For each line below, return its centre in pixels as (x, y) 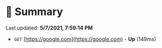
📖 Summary (34, 12)
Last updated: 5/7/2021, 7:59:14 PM (49, 28)
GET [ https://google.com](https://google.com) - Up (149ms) (85, 39)
